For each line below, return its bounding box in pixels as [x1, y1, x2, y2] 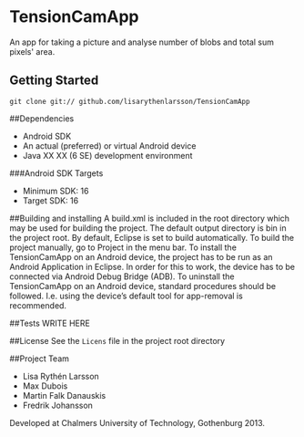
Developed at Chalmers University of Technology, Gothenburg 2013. [9, 417, 266, 428]
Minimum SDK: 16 [22, 185, 89, 196]
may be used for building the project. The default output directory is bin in [9, 222, 287, 234]
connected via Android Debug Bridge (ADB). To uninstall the [9, 271, 235, 282]
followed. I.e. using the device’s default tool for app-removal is [9, 290, 243, 301]
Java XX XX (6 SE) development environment [22, 150, 193, 161]
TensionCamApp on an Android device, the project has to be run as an [9, 251, 273, 262]
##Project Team [9, 353, 70, 364]
